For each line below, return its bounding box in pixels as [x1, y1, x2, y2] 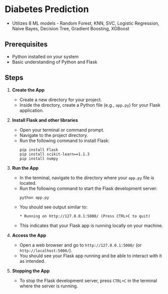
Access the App [12, 232, 46, 238]
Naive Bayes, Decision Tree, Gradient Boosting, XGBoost [12, 25, 129, 31]
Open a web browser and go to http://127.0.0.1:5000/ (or [19, 242, 142, 248]
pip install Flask [19, 147, 58, 152]
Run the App [12, 165, 39, 171]
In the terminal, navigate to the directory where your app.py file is [19, 175, 154, 181]
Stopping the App [12, 268, 50, 274]
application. [19, 107, 44, 113]
